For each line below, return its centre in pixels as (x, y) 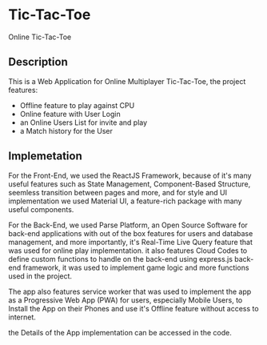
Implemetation (45, 156)
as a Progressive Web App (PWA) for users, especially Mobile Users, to (126, 300)
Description (38, 62)
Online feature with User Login (70, 114)
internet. (22, 317)
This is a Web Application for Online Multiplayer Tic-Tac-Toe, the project (127, 81)
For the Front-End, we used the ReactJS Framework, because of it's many (130, 175)
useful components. (41, 209)
